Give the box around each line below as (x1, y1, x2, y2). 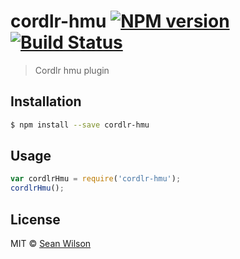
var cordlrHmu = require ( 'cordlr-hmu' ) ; (10, 174, 182, 184)
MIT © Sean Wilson (10, 238, 92, 249)
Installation (10, 93, 82, 110)
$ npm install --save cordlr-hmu (10, 120, 150, 130)
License (10, 211, 61, 228)
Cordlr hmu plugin (34, 64, 110, 76)
